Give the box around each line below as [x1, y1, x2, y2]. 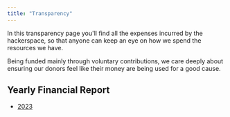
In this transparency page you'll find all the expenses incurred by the [7, 29, 203, 37]
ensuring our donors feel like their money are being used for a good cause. [7, 64, 221, 72]
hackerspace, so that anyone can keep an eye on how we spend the [7, 36, 202, 45]
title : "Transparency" [7, 10, 73, 17]
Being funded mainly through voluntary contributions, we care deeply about [7, 56, 224, 65]
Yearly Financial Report [7, 84, 110, 96]
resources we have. [7, 43, 64, 52]
